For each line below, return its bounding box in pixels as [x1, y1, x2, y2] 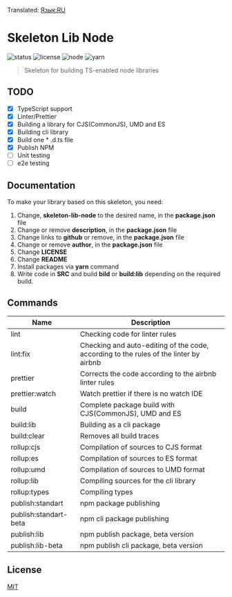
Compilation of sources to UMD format [79, 464, 206, 474]
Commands [7, 297, 59, 309]
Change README [17, 255, 68, 264]
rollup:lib [10, 476, 39, 485]
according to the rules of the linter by [79, 349, 200, 358]
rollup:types [10, 487, 50, 496]
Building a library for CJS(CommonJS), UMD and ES [17, 120, 166, 128]
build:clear [10, 431, 45, 440]
